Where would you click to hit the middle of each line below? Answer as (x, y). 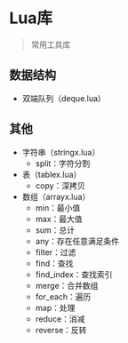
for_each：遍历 (63, 296)
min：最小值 (58, 207)
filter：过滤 (56, 252)
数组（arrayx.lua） (56, 196)
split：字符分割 (63, 163)
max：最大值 (59, 219)
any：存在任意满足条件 (77, 241)
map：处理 (55, 307)
